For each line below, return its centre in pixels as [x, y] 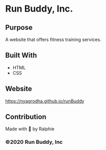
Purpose [19, 28]
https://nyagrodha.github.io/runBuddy [45, 101]
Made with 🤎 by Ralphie [30, 129]
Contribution [26, 117]
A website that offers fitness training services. [53, 39]
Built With [21, 55]
